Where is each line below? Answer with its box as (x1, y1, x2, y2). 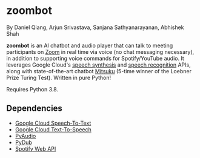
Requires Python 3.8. (6, 85, 59, 93)
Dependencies (6, 104, 62, 114)
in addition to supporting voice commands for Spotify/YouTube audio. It (6, 54, 185, 62)
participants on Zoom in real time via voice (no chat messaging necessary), (6, 48, 195, 55)
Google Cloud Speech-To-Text (15, 119, 92, 127)
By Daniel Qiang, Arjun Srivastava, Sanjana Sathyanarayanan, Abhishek (6, 24, 184, 31)
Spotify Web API (15, 145, 56, 152)
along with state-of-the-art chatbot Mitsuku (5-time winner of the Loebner (6, 67, 192, 74)
